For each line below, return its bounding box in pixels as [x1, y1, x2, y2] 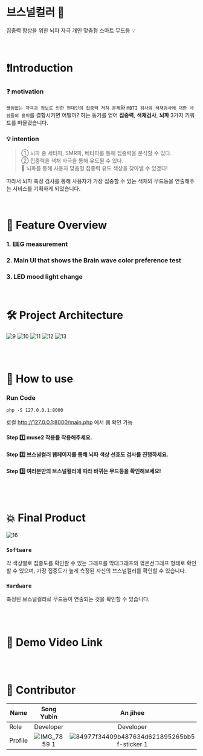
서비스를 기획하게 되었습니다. [12, 185, 81, 192]
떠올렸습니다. [17, 119, 49, 127]
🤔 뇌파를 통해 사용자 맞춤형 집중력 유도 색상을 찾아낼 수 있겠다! [21, 164, 168, 171]
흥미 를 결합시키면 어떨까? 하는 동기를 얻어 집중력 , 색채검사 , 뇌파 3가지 [21, 111, 184, 119]
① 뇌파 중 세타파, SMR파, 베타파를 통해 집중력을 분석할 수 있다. [21, 149, 172, 156]
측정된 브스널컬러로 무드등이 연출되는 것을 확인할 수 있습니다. [6, 595, 150, 603]
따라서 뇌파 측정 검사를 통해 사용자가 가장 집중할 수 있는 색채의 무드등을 [6, 177, 174, 185]
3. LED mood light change [6, 272, 83, 280]
